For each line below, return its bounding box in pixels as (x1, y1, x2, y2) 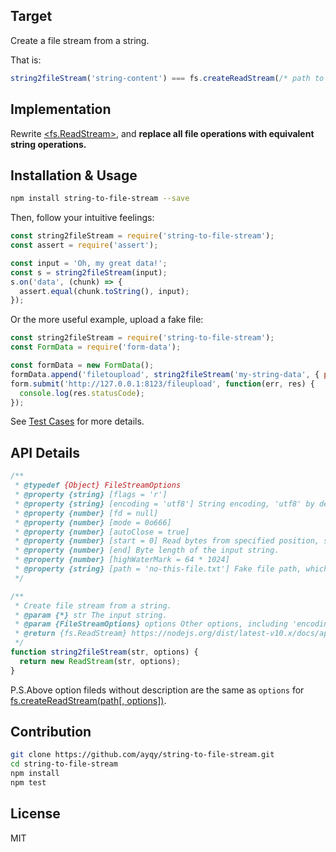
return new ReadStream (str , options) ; (19, 656, 182, 666)
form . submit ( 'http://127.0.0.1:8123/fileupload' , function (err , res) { (10, 379, 315, 389)
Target (10, 8, 53, 25)
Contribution (10, 724, 92, 741)
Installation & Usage (10, 167, 138, 184)
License (10, 805, 61, 823)
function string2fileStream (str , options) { (10, 647, 199, 657)
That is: (10, 54, 42, 66)
